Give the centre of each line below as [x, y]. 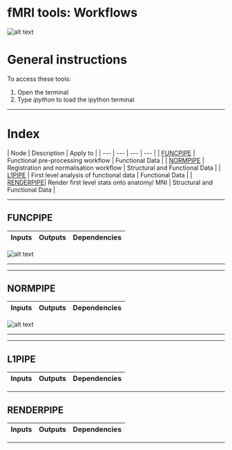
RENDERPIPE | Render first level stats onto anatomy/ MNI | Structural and [110, 182]
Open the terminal [43, 92]
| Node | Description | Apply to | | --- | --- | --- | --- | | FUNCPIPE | [101, 153]
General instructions [67, 60]
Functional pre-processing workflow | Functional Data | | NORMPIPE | [106, 160]
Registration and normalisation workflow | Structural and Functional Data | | [114, 168]
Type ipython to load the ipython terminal [76, 99]
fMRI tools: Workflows [72, 13]
